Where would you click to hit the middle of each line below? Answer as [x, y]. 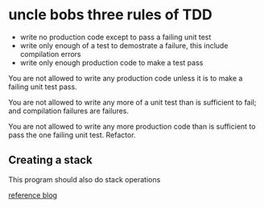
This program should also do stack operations [85, 179]
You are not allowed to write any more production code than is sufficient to [132, 126]
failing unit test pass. [43, 87]
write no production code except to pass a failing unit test [115, 37]
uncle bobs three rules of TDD [110, 15]
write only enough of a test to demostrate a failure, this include [124, 45]
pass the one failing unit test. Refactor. [72, 135]
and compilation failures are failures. [69, 111]
